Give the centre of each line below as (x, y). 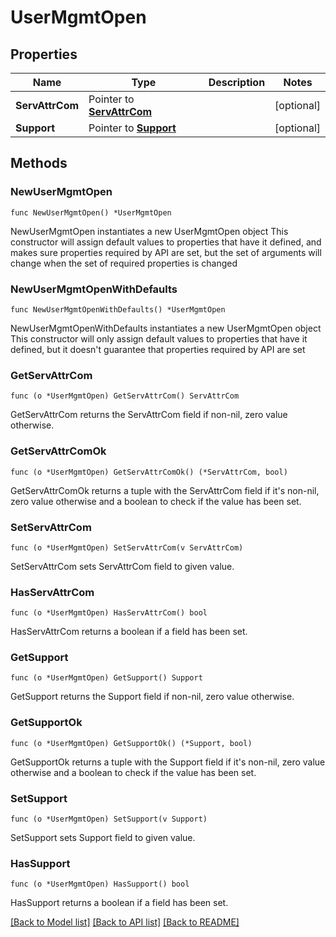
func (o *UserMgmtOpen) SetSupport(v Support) (109, 819)
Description (237, 82)
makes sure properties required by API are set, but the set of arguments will (166, 252)
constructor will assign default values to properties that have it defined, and (166, 242)
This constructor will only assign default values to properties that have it (159, 338)
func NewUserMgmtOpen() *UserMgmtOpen (91, 212)
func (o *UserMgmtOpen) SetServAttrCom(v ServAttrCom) (127, 547)
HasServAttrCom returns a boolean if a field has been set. (129, 632)
